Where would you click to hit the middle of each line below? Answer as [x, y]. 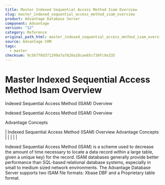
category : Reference [26, 32]
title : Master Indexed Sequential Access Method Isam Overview [71, 10]
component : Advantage [27, 23]
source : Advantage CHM [28, 42]
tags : [11, 46]
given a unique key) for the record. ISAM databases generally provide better [82, 157]
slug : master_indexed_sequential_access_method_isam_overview [70, 14]
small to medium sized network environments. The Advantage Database [78, 168]
